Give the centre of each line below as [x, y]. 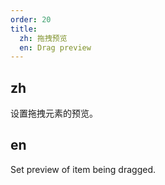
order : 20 [31, 19]
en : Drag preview [55, 47]
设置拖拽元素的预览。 [54, 113]
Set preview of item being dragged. [83, 169]
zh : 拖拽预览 [43, 38]
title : [24, 29]
